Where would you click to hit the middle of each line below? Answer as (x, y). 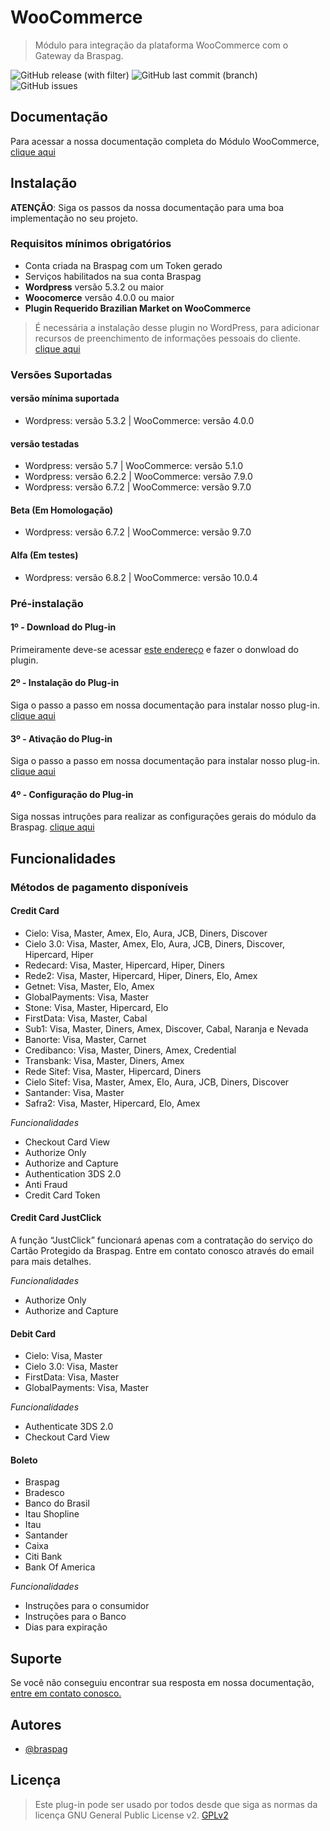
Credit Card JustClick (56, 1218)
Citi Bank (43, 1557)
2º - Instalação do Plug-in (65, 683)
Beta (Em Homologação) (62, 510)
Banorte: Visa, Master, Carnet (85, 1039)
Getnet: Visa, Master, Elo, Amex (89, 986)
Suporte (36, 1658)
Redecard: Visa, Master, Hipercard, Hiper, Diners (124, 965)
